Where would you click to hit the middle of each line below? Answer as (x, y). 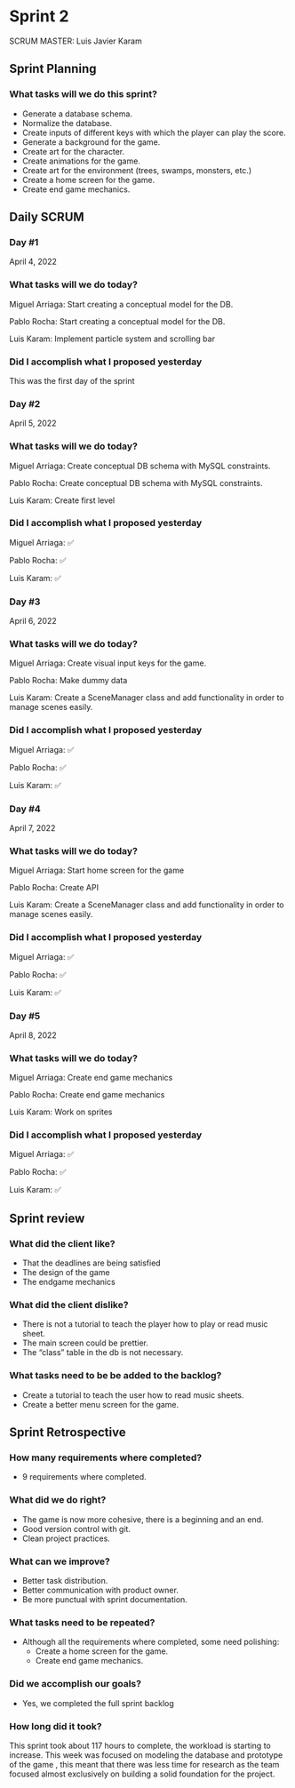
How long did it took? (56, 1726)
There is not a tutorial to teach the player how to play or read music (145, 1324)
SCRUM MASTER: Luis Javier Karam (76, 41)
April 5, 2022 (33, 423)
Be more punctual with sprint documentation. (105, 1600)
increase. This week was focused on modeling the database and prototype (146, 1755)
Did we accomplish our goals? (76, 1684)
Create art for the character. (73, 151)
